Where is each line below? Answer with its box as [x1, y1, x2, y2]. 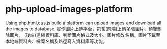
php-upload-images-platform [5, 3, 133, 15]
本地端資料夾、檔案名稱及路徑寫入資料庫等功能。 [5, 38, 107, 44]
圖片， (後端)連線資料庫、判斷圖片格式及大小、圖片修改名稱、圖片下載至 [9, 32, 161, 38]
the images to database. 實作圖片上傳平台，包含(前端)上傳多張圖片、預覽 [5, 26, 158, 32]
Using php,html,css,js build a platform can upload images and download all [5, 20, 162, 26]
